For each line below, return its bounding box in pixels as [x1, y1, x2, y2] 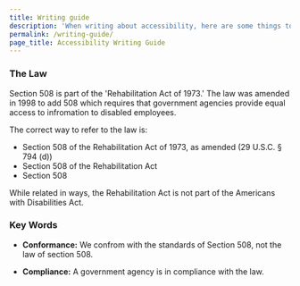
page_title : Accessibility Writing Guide [9, 38, 166, 47]
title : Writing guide [9, 13, 90, 22]
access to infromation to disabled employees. [9, 106, 177, 117]
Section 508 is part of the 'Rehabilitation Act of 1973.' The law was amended [9, 88, 290, 98]
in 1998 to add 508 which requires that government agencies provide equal [9, 97, 286, 108]
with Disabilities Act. [9, 197, 84, 207]
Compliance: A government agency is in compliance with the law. [21, 265, 265, 277]
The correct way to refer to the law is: [9, 124, 148, 135]
